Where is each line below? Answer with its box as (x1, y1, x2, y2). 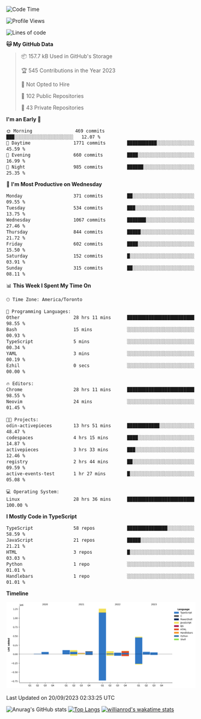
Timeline (6, 590, 29, 597)
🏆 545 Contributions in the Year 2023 (20, 67, 116, 74)
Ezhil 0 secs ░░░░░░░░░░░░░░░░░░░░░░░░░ (6, 363, 195, 369)
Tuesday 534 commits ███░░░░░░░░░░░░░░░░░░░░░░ (6, 205, 195, 211)
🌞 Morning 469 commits (6, 128, 105, 134)
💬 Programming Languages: (6, 309, 71, 315)
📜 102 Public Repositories (20, 93, 84, 99)
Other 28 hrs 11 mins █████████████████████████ (6, 315, 195, 321)
